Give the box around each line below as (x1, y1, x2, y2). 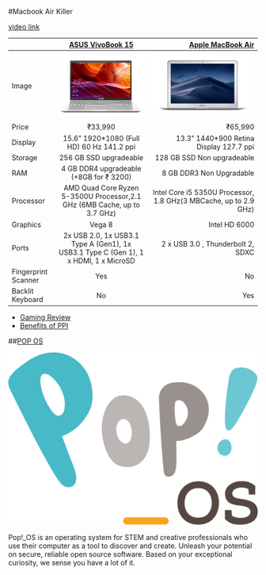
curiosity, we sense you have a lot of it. (8, 558, 136, 568)
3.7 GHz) (85, 209, 116, 218)
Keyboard (11, 295, 44, 305)
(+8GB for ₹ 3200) (70, 172, 132, 182)
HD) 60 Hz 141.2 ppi (66, 142, 136, 151)
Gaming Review (19, 312, 71, 322)
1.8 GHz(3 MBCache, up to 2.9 (153, 196, 255, 205)
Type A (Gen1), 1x (70, 239, 132, 248)
